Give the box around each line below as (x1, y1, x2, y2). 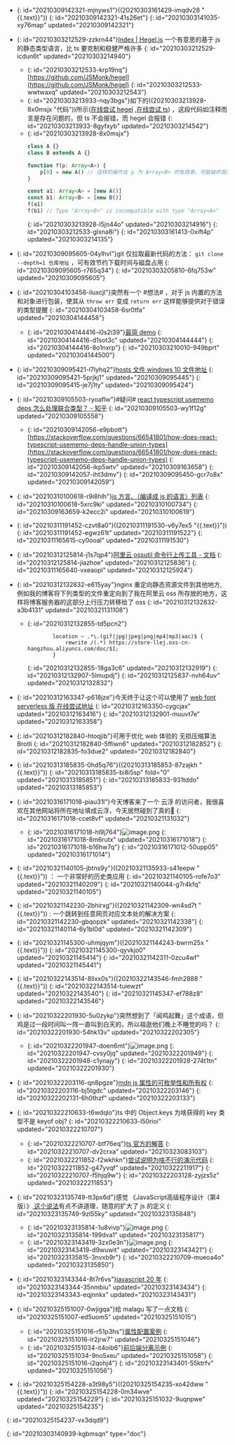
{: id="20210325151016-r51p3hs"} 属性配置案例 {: (27, 1327, 168, 1335)
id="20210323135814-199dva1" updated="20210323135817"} (27, 1230, 205, 1239)
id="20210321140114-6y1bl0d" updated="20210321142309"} (16, 925, 192, 933)
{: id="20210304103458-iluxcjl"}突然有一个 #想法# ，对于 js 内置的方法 (16, 288, 222, 296)
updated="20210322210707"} (16, 1125, 103, 1133)
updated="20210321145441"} (16, 961, 102, 969)
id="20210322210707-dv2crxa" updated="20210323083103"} (27, 1147, 208, 1156)
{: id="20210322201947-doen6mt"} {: (27, 1041, 175, 1050)
